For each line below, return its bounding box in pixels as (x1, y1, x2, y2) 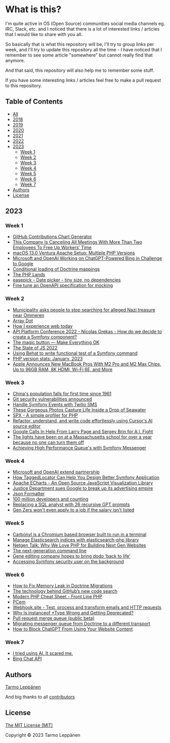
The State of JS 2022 (12, 344, 58, 351)
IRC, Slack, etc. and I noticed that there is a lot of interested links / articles (5, 25, 160, 32)
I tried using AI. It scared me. (12, 650, 73, 656)
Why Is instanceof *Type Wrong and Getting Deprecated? (12, 609, 133, 616)
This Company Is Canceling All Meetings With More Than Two (12, 239, 143, 245)
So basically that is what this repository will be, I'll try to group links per (5, 41, 154, 47)
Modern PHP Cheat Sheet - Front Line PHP (12, 593, 103, 599)
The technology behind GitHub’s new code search (12, 588, 118, 594)
